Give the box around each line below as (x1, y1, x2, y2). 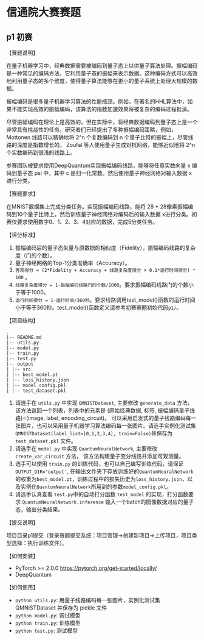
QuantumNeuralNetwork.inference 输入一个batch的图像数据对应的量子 (22, 498, 194, 505)
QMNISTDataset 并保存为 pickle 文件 (15, 604, 107, 611)
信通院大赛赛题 (6, 5, 81, 20)
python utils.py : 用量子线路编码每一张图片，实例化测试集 (15, 597, 161, 603)
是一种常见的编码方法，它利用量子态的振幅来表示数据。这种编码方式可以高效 (6, 69, 198, 77)
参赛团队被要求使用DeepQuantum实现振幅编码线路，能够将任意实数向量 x (6, 162, 191, 169)
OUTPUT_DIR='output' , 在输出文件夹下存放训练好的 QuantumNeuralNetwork (15, 468, 194, 475)
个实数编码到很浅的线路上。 (6, 149, 76, 156)
